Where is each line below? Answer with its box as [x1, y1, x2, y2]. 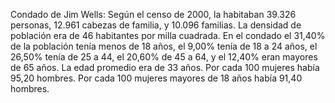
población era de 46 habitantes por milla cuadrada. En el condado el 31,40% [10, 30, 326, 41]
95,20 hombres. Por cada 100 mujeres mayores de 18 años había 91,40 [10, 72, 303, 84]
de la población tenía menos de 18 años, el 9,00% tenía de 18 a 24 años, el [10, 40, 318, 52]
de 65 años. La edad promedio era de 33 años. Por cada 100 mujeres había [10, 62, 320, 73]
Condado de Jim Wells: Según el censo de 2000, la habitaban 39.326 [10, 9, 297, 20]
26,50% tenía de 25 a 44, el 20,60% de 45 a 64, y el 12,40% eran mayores [10, 51, 318, 63]
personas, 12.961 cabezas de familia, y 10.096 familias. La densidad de [10, 19, 302, 31]
